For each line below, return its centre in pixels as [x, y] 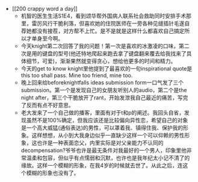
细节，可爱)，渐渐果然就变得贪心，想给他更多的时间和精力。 [101, 61]
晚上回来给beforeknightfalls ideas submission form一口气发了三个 [102, 83]
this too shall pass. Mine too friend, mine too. [77, 75]
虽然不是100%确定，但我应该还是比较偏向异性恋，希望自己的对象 [107, 120]
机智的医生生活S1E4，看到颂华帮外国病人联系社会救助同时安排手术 [104, 16]
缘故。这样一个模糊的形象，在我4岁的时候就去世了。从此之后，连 [102, 165]
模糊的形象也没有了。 [53, 173]
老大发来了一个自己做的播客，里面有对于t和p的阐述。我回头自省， [103, 113]
